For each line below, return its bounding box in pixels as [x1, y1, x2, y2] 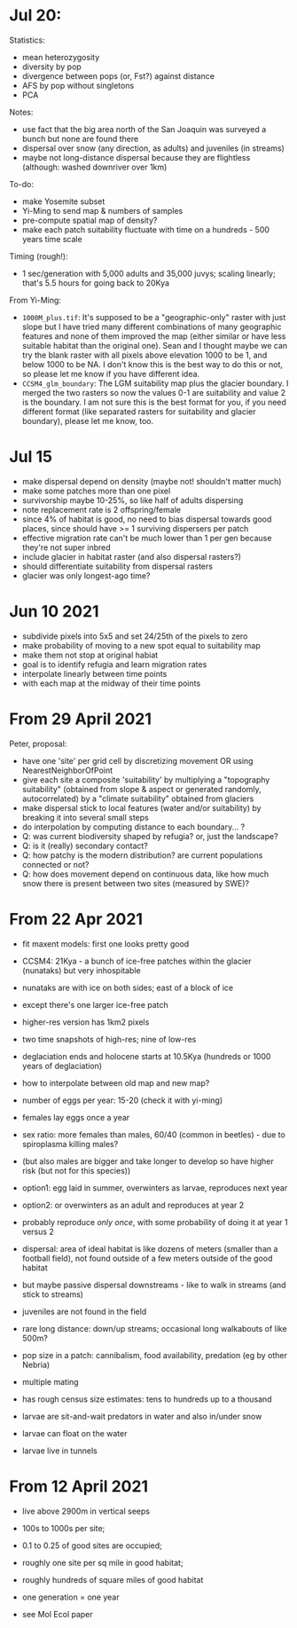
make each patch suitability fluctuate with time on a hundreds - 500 [21, 224, 270, 235]
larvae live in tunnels [21, 1445, 98, 1456]
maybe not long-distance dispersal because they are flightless [21, 152, 251, 162]
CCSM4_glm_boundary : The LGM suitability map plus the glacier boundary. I [21, 378, 289, 389]
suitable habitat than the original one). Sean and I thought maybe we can [21, 340, 288, 350]
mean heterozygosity [21, 51, 100, 62]
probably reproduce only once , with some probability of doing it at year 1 [21, 1216, 288, 1227]
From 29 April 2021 [9, 709, 152, 728]
